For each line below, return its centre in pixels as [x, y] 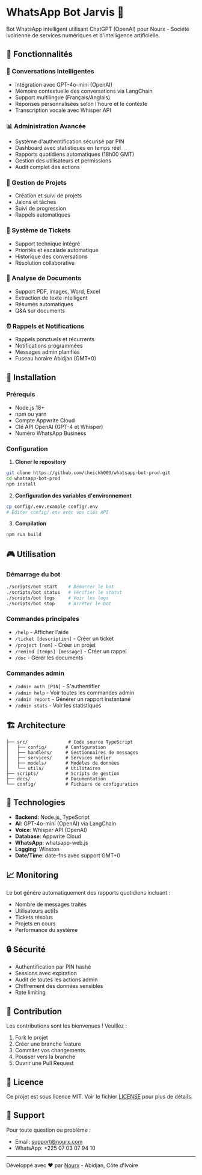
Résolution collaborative [45, 263]
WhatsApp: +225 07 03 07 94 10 [55, 1148]
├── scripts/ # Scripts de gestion [63, 773]
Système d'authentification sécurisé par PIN [69, 141]
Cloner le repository [40, 462]
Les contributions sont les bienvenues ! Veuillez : [67, 1026]
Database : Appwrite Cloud [48, 836]
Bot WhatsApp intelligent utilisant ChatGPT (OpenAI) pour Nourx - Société [98, 29]
